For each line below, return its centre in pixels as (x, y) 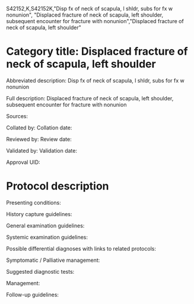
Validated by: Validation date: (42, 150)
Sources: (17, 116)
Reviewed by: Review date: (39, 139)
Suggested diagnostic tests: (40, 271)
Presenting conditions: (34, 202)
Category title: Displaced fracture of (97, 51)
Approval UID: (23, 162)
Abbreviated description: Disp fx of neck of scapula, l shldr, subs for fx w (96, 80)
